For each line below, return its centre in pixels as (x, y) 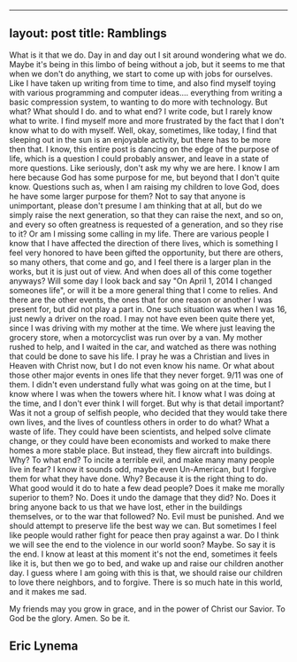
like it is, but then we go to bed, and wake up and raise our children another (147, 563)
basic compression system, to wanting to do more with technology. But (138, 102)
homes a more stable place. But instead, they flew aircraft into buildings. (141, 450)
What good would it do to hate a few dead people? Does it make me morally (147, 487)
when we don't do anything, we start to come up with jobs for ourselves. (141, 74)
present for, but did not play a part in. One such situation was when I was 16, (148, 309)
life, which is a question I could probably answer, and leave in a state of (139, 158)
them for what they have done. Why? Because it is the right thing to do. (138, 479)
